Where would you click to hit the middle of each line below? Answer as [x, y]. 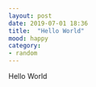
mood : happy [28, 38]
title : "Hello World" [46, 31]
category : [25, 46]
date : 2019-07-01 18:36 [48, 23]
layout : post [30, 16]
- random [23, 53]
